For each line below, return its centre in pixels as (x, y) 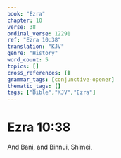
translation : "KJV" (36, 47)
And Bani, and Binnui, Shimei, (50, 147)
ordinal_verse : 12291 (39, 34)
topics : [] (23, 66)
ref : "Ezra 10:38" (34, 40)
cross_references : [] (39, 73)
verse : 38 (22, 27)
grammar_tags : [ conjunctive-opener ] (61, 79)
